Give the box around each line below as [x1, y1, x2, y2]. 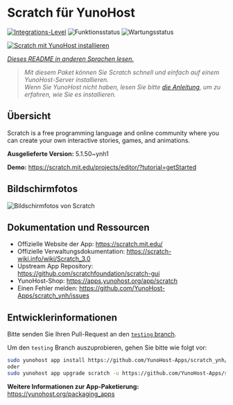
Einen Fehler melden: [17, 284, 78, 293]
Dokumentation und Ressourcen [7, 221, 150, 233]
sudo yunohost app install [7, 357, 85, 364]
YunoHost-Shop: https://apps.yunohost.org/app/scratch [17, 277, 178, 285]
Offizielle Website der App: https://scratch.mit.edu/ [17, 240, 163, 248]
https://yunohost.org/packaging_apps [7, 390, 115, 398]
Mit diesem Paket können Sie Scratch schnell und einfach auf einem [24, 68, 220, 76]
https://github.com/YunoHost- [78, 284, 165, 293]
